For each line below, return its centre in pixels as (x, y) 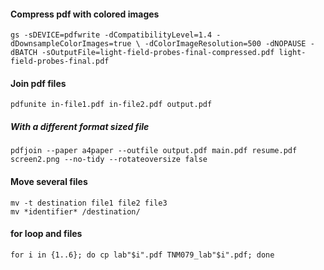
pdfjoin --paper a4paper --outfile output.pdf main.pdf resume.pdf (154, 151)
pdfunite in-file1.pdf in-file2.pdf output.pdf (111, 105)
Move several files (49, 181)
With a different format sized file (80, 126)
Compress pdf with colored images (85, 14)
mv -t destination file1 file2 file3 (89, 203)
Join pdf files (38, 83)
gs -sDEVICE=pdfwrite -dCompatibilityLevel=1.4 (111, 35)
